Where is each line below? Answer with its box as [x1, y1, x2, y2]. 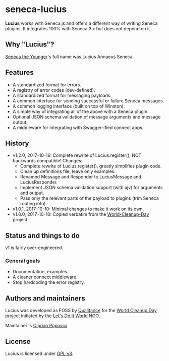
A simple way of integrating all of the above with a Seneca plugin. [12, 108, 149, 114]
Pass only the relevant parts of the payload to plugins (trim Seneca [20, 195, 159, 201]
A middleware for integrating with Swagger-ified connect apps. [12, 125, 144, 131]
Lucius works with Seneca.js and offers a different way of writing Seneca [5, 20, 158, 26]
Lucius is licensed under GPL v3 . [5, 350, 74, 356]
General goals [5, 257, 40, 264]
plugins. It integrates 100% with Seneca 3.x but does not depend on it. [5, 25, 151, 31]
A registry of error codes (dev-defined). [12, 87, 95, 93]
